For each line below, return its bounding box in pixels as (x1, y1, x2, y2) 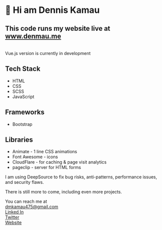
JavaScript (12, 94, 35, 100)
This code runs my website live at (5, 24, 111, 33)
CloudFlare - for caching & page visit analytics (12, 159, 107, 165)
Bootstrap (12, 121, 33, 127)
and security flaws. (5, 179, 44, 185)
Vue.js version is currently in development (5, 51, 91, 56)
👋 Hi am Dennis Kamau (5, 4, 100, 16)
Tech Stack (5, 64, 40, 73)
